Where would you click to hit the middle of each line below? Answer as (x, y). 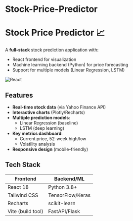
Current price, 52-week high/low (53, 138)
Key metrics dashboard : (37, 133)
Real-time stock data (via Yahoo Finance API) (59, 107)
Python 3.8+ (63, 187)
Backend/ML (69, 178)
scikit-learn (62, 203)
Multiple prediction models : (41, 117)
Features (19, 95)
